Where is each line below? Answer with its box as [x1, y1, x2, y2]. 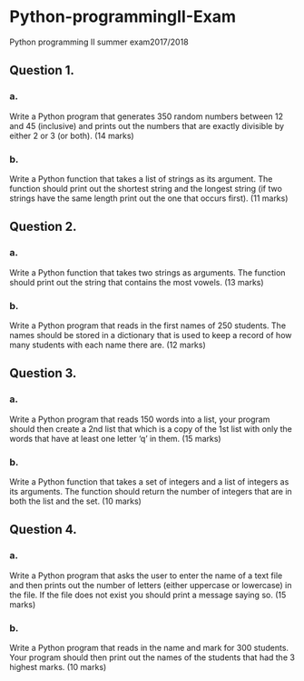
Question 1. [9, 63, 75, 78]
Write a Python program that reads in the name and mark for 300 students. [9, 642, 289, 653]
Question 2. [9, 219, 77, 235]
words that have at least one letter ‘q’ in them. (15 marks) [9, 433, 221, 444]
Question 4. [9, 522, 77, 537]
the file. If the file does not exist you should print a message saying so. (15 [9, 589, 287, 600]
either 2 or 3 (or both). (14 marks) [9, 130, 134, 141]
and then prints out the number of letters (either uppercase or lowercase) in [9, 579, 292, 590]
